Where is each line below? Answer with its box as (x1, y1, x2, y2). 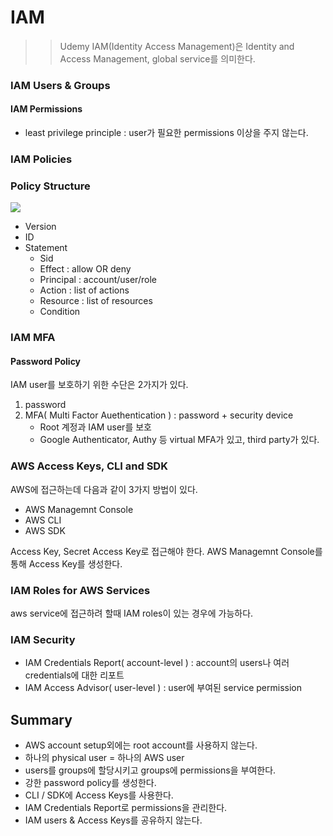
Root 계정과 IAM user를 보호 (39, 421, 152, 433)
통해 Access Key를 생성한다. (10, 557, 123, 570)
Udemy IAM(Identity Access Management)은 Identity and (59, 40, 295, 52)
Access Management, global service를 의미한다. (59, 52, 256, 65)
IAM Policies (10, 152, 73, 166)
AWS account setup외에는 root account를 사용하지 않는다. (24, 739, 258, 751)
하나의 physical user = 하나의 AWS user (24, 752, 185, 764)
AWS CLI (24, 514, 62, 526)
